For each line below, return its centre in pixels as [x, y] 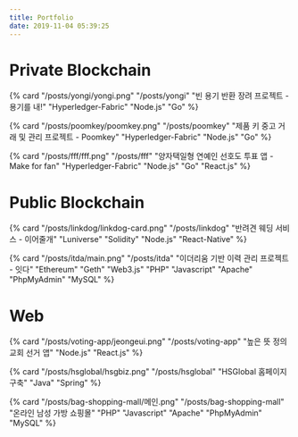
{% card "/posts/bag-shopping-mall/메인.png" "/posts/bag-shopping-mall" [147, 402]
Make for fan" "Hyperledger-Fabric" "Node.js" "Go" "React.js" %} [130, 166]
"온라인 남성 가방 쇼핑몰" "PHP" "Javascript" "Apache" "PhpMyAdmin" [136, 413]
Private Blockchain [80, 70]
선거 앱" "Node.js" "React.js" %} [84, 353]
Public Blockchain [77, 202]
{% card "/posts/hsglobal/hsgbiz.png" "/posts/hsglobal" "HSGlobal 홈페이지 [148, 372]
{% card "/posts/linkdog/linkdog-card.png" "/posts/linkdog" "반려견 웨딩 [141, 228]
